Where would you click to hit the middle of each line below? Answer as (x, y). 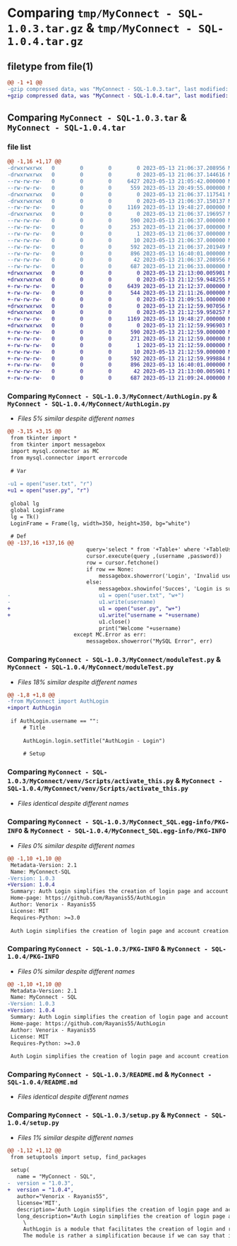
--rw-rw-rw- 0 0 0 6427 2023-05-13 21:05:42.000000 (116, 181)
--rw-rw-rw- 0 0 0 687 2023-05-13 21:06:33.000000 (116, 267)
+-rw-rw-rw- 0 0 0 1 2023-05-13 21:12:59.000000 (116, 345)
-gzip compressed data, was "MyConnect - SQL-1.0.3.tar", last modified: (118, 89)
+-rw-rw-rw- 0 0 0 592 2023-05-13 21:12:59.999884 (116, 358)
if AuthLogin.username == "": (55, 721)
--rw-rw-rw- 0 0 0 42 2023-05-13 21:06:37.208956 (116, 260)
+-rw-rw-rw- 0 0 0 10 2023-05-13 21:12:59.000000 (116, 352)
